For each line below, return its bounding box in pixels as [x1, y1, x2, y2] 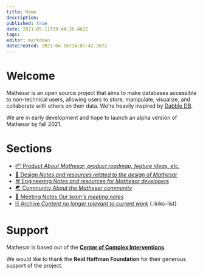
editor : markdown [6, 37, 50, 43]
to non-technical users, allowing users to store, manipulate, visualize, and [6, 96, 190, 103]
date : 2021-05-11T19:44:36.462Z [6, 26, 88, 32]
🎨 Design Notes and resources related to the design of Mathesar [15, 171, 177, 178]
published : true [6, 20, 47, 26]
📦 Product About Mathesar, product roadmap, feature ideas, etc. [15, 162, 181, 169]
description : [6, 15, 40, 21]
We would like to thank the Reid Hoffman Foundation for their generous [6, 255, 187, 262]
